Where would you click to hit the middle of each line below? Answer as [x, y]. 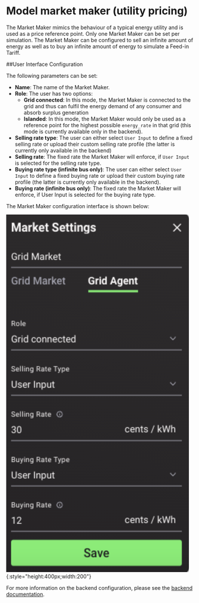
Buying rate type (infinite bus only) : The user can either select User [98, 169]
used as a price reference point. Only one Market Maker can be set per [93, 33]
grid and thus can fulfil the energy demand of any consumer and [103, 106]
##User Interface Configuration [45, 64]
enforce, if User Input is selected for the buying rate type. [85, 194]
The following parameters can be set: [52, 76]
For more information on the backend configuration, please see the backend [99, 588]
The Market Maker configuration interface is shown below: [78, 206]
